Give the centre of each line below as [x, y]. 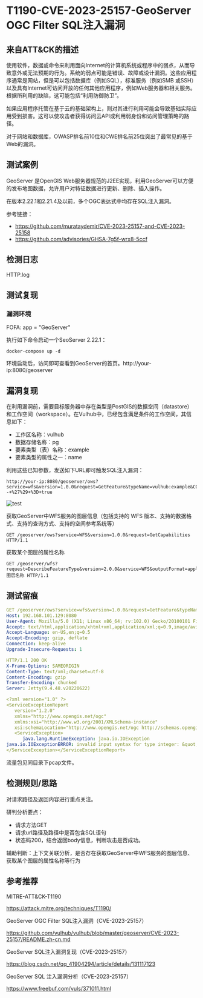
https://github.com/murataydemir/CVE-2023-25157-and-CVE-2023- [100, 226]
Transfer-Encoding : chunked [42, 683]
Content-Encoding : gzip [36, 677]
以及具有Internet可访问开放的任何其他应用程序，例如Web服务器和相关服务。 [101, 88]
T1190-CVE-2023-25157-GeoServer [99, 11]
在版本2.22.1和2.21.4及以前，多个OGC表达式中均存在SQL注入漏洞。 [91, 201]
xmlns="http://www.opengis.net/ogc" [60, 716]
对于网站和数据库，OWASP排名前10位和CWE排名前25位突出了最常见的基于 [100, 136]
